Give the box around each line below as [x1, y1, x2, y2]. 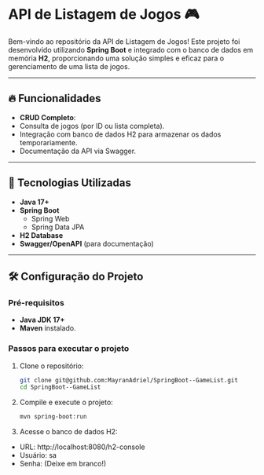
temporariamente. [19, 137, 78, 147]
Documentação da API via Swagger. [19, 146, 136, 155]
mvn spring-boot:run [19, 413, 87, 421]
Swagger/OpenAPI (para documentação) [19, 239, 155, 248]
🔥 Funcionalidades [8, 92, 101, 105]
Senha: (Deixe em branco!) [19, 459, 107, 469]
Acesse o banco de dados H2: [19, 427, 118, 437]
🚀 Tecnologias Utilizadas [8, 177, 131, 190]
